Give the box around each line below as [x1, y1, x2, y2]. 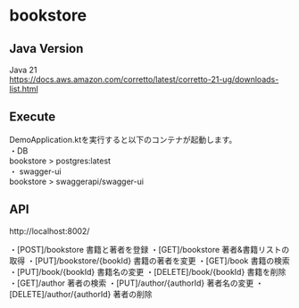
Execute [9, 109, 56, 125]
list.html [9, 84, 38, 94]
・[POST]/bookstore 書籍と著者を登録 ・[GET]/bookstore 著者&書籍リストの [9, 244, 290, 254]
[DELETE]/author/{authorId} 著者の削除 [9, 288, 153, 299]
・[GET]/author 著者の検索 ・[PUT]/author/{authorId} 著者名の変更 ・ [9, 278, 264, 288]
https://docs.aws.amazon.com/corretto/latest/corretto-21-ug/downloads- [9, 74, 279, 85]
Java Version [9, 41, 84, 56]
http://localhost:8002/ [9, 225, 90, 237]
